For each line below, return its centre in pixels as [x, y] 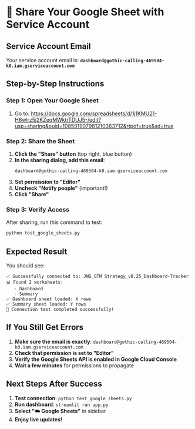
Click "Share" [32, 194]
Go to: [22, 113]
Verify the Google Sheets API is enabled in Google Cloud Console [96, 359]
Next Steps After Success [54, 384]
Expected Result [37, 251]
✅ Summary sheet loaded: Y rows [46, 304]
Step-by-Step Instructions [55, 84]
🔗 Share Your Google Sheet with [85, 12]
